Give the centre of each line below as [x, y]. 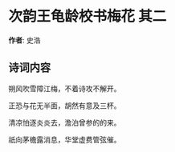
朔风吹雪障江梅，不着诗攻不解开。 [65, 88]
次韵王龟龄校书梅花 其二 [87, 16]
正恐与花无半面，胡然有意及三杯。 [65, 106]
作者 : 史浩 [24, 40]
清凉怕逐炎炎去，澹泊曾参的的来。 [65, 122]
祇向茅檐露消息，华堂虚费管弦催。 [65, 139]
